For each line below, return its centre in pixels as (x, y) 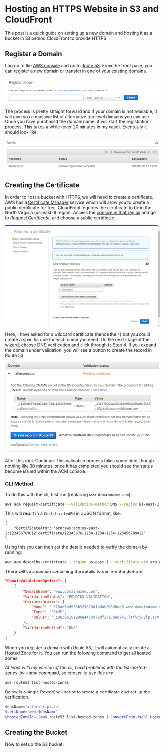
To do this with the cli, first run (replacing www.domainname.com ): (68, 495)
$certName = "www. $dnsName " (31, 712)
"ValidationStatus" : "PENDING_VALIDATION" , (68, 597)
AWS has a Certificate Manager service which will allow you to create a (77, 202)
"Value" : (40, 617)
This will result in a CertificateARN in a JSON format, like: (63, 514)
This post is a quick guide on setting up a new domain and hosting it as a (79, 33)
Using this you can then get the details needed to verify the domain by (76, 547)
